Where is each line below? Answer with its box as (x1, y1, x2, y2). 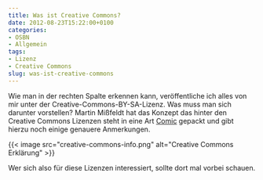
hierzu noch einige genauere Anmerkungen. (8, 124, 151, 134)
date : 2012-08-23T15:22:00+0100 (8, 19, 114, 27)
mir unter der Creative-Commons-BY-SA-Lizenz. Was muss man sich (8, 99, 232, 109)
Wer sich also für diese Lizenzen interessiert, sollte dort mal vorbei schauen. (8, 163, 256, 172)
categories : (8, 26, 47, 34)
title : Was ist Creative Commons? (8, 11, 122, 20)
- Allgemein (8, 41, 47, 49)
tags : (8, 48, 26, 56)
